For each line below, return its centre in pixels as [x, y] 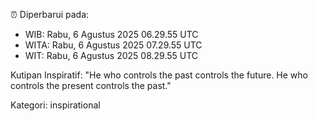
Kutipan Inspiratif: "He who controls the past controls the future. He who [159, 75]
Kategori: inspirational [55, 105]
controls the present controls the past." [91, 85]
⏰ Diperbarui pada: [50, 14]
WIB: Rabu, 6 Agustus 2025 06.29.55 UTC [111, 34]
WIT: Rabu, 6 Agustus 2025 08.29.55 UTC [111, 55]
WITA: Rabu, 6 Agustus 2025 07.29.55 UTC [113, 45]
